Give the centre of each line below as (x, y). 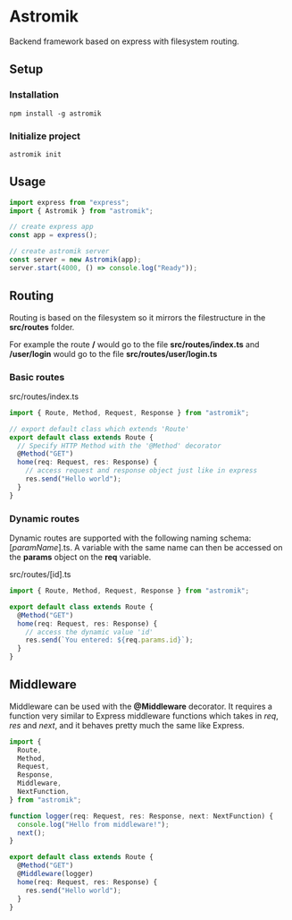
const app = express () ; (54, 235)
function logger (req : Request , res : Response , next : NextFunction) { (142, 816)
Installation (34, 95)
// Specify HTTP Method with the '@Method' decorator (119, 446)
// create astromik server (59, 251)
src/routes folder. (42, 327)
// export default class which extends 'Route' (100, 429)
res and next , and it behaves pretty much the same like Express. (127, 725)
